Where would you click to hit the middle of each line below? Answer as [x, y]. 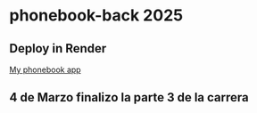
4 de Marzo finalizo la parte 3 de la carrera [129, 97]
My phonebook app [46, 69]
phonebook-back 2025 [96, 16]
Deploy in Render [58, 48]
